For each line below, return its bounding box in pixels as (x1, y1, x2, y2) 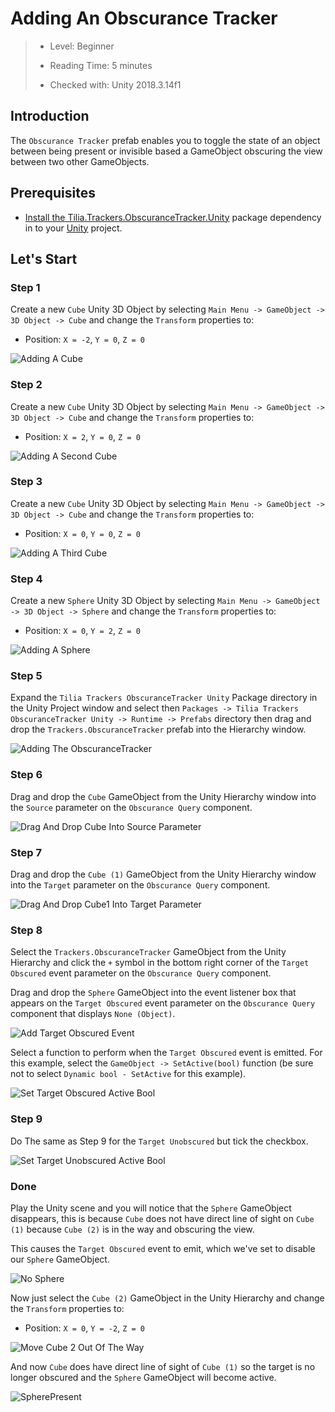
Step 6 (10, 768, 43, 782)
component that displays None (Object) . (10, 1008, 176, 1020)
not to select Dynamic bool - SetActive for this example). (10, 1068, 247, 1080)
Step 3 (10, 475, 43, 489)
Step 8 (10, 923, 43, 937)
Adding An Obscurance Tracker (10, 7, 278, 30)
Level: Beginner (49, 40, 115, 52)
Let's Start (10, 250, 78, 267)
